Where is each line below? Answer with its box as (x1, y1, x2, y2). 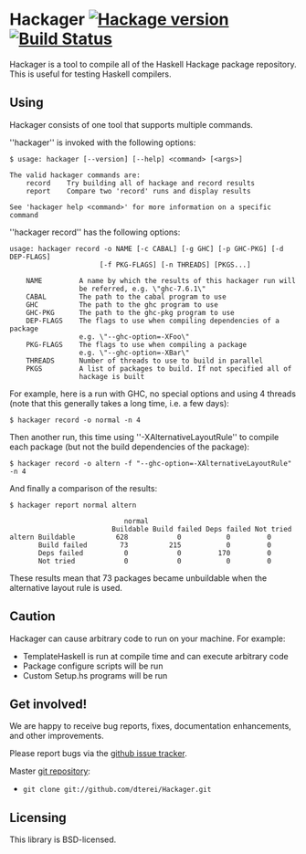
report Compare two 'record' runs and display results (26, 186, 251, 195)
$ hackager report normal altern (9, 501, 137, 510)
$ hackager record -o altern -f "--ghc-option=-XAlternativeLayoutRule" (9, 459, 292, 468)
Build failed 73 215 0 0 (37, 540, 272, 550)
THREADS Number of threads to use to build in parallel (26, 356, 263, 365)
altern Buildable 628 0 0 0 (9, 532, 272, 542)
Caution (9, 608, 57, 625)
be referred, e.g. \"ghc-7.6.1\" (79, 284, 206, 293)
